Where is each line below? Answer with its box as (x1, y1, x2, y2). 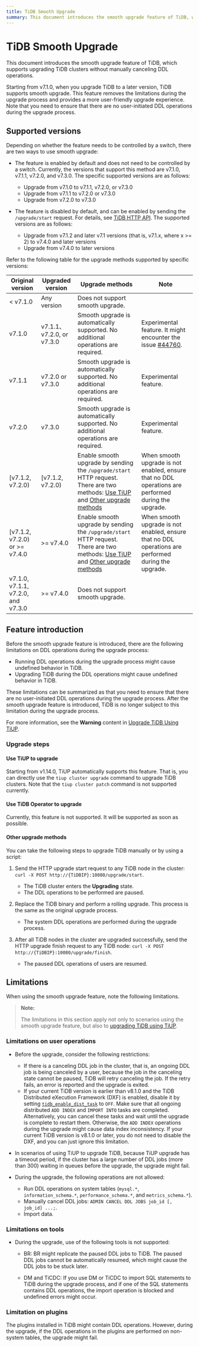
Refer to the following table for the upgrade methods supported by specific (6, 256, 190, 263)
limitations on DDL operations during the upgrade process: (6, 647, 149, 654)
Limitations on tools (6, 1225, 64, 1233)
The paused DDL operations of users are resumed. (23, 960, 148, 967)
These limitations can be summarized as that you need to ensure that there (6, 688, 190, 695)
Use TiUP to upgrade (6, 755, 58, 762)
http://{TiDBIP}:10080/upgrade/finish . (14, 948, 113, 956)
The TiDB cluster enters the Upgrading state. (23, 883, 134, 890)
